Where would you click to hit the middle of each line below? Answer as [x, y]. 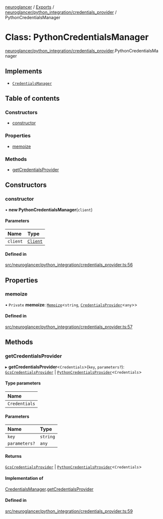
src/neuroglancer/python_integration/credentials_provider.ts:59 [69, 511]
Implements [24, 71]
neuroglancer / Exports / [30, 7]
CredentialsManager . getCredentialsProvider [49, 489]
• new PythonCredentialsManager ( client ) [49, 209]
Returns [13, 456]
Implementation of [24, 478]
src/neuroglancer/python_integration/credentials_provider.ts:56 [69, 265]
